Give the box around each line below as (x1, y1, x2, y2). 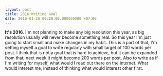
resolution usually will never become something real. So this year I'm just (5, 34, 151, 40)
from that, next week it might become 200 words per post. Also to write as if (5, 55, 158, 61)
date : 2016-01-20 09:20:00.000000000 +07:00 (5, 16, 97, 21)
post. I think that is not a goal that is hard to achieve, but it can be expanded (5, 50, 157, 56)
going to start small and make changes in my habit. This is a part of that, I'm (5, 40, 157, 46)
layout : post (5, 7, 32, 12)
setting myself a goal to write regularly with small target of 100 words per (5, 45, 152, 51)
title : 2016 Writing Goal (5, 12, 57, 16)
